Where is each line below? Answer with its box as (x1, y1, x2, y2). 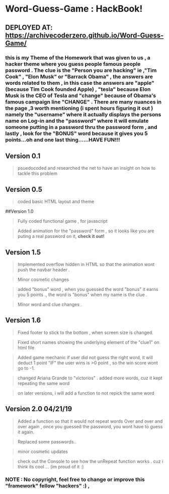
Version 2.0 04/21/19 (5, 405, 72, 413)
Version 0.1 (5, 152, 41, 160)
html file (17, 344, 35, 351)
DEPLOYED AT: (5, 23, 53, 32)
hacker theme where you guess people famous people (5, 60, 141, 67)
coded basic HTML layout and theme (17, 199, 95, 205)
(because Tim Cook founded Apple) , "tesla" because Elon (5, 85, 151, 92)
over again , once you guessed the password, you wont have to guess (17, 423, 163, 429)
